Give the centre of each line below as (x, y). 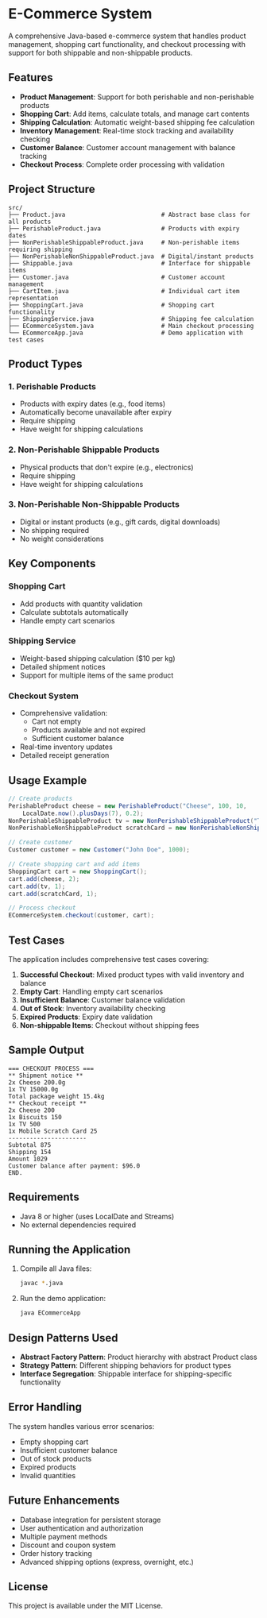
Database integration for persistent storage (90, 1520)
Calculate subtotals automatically (74, 612)
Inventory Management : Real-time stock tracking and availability (127, 130)
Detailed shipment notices (62, 666)
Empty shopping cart (54, 1442)
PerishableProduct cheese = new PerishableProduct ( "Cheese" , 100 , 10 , (128, 806)
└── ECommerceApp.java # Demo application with (126, 333)
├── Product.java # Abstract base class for (129, 214)
